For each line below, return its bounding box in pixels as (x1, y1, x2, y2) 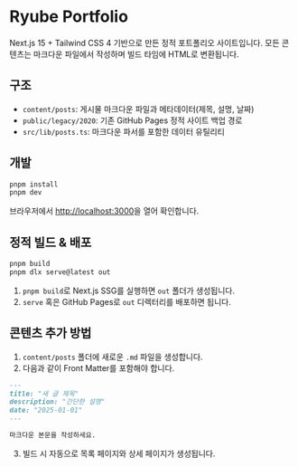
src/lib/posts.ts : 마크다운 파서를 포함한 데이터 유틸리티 (22, 126, 226, 137)
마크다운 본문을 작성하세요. (9, 431, 97, 440)
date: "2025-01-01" (9, 405, 83, 415)
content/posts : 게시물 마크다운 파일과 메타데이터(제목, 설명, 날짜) (22, 103, 255, 114)
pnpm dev (9, 188, 42, 197)
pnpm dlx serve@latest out (9, 268, 111, 277)
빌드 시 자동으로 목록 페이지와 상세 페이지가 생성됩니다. (22, 448, 216, 459)
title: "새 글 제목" (9, 389, 79, 398)
